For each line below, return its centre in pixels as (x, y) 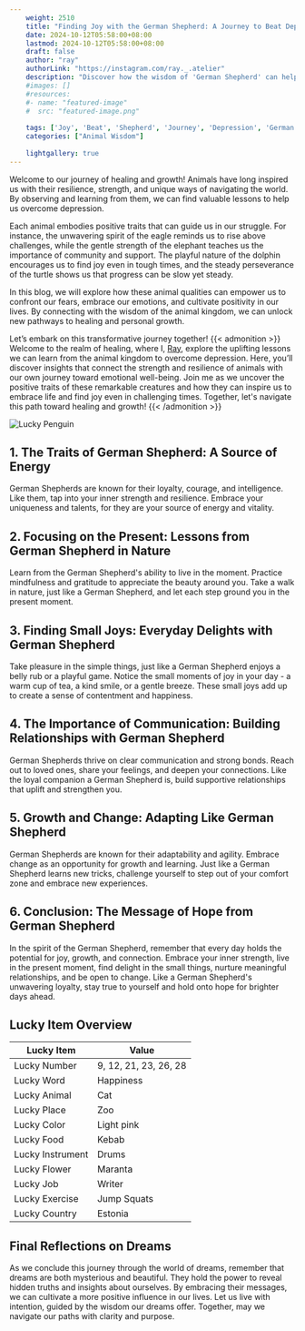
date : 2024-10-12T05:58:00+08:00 (89, 35)
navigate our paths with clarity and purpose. (92, 1316)
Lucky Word (39, 1081)
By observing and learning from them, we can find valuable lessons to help (149, 198)
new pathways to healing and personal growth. (97, 320)
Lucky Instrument (51, 1154)
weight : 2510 (50, 18)
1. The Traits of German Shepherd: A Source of (143, 453)
